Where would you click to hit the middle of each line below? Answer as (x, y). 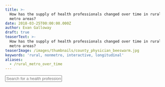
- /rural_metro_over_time (36, 64)
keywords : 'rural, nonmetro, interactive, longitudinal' (65, 55)
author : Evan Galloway (28, 28)
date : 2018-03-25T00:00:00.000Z (38, 23)
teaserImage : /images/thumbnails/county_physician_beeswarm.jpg (72, 50)
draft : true (17, 32)
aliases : (14, 60)
